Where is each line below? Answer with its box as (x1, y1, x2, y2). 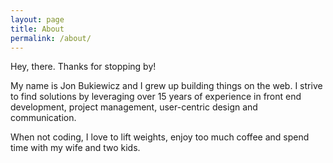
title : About (10, 24, 65, 34)
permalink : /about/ (10, 33, 92, 43)
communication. (10, 112, 77, 124)
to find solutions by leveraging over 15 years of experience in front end (10, 91, 302, 103)
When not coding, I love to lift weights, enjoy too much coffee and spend (10, 131, 310, 143)
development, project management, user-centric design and (10, 101, 258, 113)
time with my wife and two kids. (10, 142, 141, 154)
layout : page (10, 14, 65, 25)
